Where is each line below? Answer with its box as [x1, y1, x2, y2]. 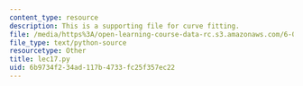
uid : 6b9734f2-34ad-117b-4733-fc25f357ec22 [9, 64, 176, 73]
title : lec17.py [9, 55, 70, 64]
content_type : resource [9, 13, 99, 22]
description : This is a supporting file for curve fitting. [9, 21, 241, 30]
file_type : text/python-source [9, 38, 127, 47]
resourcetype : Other [9, 47, 87, 56]
